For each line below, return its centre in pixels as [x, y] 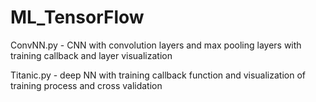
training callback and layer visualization [91, 55]
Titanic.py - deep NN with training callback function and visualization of [158, 75]
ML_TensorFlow [77, 17]
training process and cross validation [86, 85]
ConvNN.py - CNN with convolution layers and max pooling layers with [156, 45]
